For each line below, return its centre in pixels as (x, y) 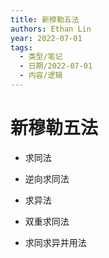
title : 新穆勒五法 (45, 19)
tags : (21, 47)
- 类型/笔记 (41, 57)
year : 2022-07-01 (46, 38)
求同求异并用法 (55, 242)
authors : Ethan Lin (51, 29)
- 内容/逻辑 (41, 76)
